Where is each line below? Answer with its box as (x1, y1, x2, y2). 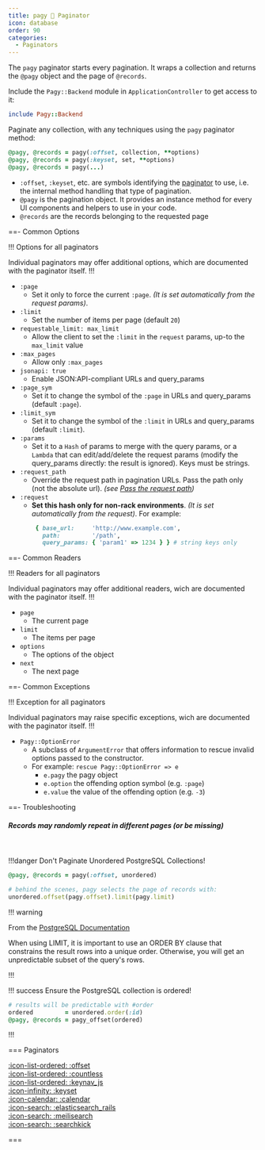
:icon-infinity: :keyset (8, 1086, 78, 1095)
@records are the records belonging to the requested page (19, 211, 209, 220)
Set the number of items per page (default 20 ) (31, 315, 180, 324)
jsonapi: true (19, 366, 66, 375)
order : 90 (8, 26, 41, 34)
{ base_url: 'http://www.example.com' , (35, 524, 181, 532)
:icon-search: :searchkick (8, 1120, 92, 1129)
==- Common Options (8, 227, 80, 236)
